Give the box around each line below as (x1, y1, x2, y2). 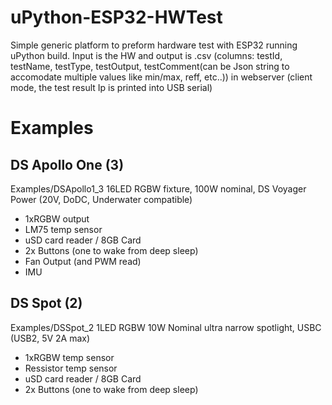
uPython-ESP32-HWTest (10, 6, 223, 29)
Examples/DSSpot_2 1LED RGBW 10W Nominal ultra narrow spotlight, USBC (10, 321, 322, 333)
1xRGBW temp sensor (24, 351, 115, 363)
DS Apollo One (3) (10, 156, 125, 173)
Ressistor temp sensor (24, 362, 118, 374)
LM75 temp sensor (24, 223, 103, 235)
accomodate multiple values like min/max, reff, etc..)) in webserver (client (10, 71, 313, 83)
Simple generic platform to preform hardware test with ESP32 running (10, 39, 298, 51)
